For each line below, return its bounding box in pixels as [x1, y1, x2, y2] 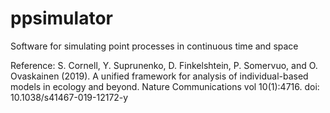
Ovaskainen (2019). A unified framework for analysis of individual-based [10, 70, 309, 82]
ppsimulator [10, 7, 113, 30]
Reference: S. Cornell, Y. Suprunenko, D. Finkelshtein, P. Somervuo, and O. [10, 59, 318, 71]
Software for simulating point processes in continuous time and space [10, 40, 299, 52]
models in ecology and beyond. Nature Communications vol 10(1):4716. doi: [10, 80, 320, 92]
